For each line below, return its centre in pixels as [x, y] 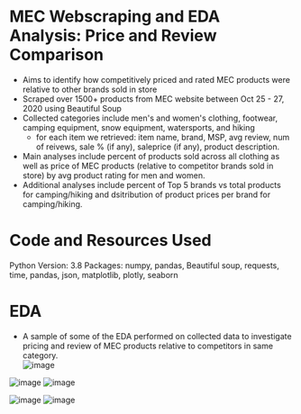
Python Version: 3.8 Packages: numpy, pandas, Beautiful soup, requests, [144, 265]
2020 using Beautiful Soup [72, 108]
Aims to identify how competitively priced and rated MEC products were [156, 79]
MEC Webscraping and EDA [115, 17]
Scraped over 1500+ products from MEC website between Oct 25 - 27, [153, 99]
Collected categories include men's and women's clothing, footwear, [150, 118]
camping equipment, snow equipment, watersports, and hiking [138, 127]
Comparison [57, 55]
